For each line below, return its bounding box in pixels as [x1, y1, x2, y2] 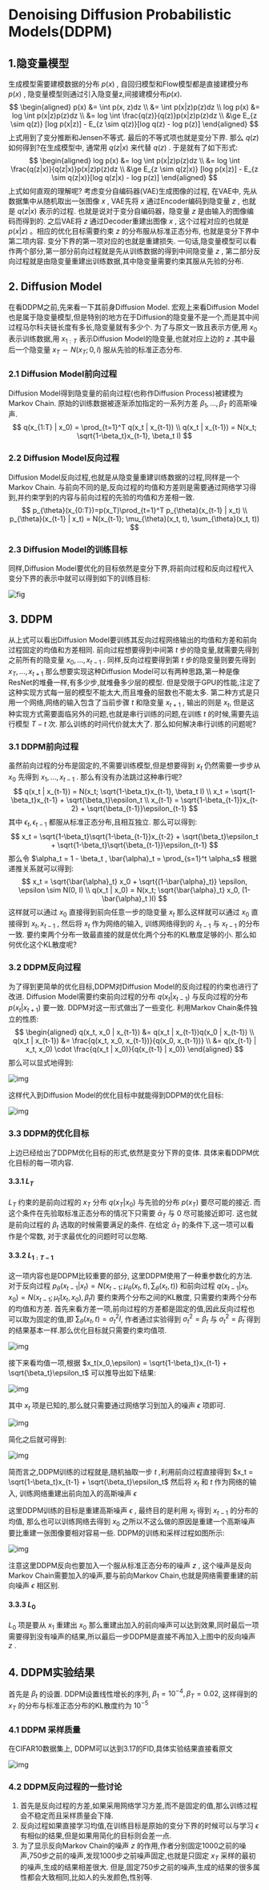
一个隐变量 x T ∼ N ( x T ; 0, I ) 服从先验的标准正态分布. [14, 345, 183, 357]
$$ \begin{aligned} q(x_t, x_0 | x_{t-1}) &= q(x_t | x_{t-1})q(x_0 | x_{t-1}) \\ [14, 1027, 255, 1037]
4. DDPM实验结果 [8, 1666, 95, 1679]
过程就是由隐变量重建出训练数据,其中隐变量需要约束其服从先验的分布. [14, 256, 244, 266]
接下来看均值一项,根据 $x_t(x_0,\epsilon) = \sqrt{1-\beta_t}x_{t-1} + [8, 1358, 227, 1367]
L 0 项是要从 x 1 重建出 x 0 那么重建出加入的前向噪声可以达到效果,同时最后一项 [8, 1620, 259, 1631]
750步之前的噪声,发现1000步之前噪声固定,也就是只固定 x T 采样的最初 [29, 1851, 256, 1863]
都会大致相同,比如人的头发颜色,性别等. [26, 1872, 153, 1882]
